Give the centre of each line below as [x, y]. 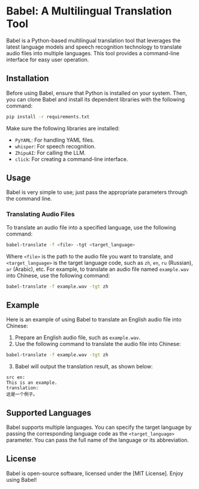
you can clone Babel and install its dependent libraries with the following [96, 99]
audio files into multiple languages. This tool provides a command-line [93, 53]
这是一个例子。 [22, 395]
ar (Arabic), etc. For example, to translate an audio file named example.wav [98, 269]
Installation [28, 78]
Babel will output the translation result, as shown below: [84, 366]
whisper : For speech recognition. [55, 146]
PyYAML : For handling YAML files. [55, 140]
